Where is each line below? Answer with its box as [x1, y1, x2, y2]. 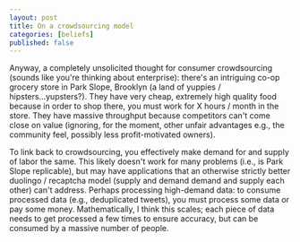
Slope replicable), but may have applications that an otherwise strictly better [9, 166, 291, 177]
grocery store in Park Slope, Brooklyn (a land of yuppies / [9, 82, 221, 92]
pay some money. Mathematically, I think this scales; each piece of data [9, 203, 275, 215]
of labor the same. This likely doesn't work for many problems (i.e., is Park [9, 156, 284, 167]
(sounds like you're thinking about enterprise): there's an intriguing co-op [9, 73, 280, 83]
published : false [9, 38, 74, 48]
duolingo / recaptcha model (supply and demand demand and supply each [9, 176, 285, 186]
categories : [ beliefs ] [9, 30, 94, 39]
